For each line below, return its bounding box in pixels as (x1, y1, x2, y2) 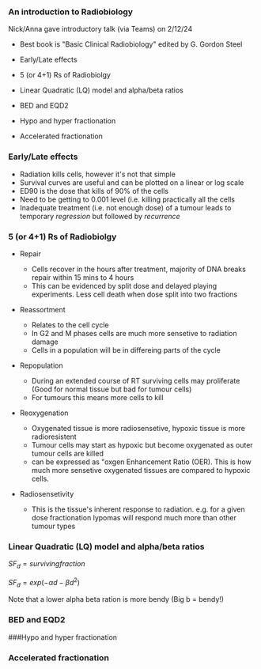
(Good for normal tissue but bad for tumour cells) (31, 384, 192, 394)
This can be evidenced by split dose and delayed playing (31, 281, 217, 290)
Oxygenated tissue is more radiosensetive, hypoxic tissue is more (31, 423, 246, 433)
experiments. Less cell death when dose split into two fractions (31, 289, 238, 299)
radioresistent (31, 432, 77, 441)
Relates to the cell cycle (31, 319, 109, 330)
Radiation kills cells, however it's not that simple (19, 169, 176, 179)
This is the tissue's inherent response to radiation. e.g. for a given (31, 505, 245, 514)
